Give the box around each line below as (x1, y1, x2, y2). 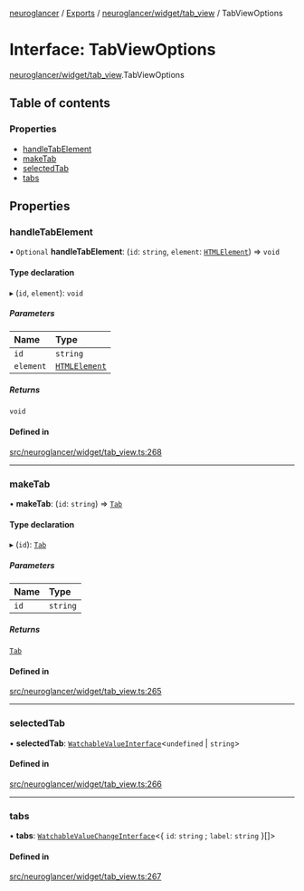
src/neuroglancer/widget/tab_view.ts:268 (9, 446, 163, 457)
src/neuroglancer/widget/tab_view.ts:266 (9, 779, 163, 789)
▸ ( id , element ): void (9, 287, 84, 298)
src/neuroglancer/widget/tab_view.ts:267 (9, 871, 162, 882)
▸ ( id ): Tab (9, 539, 47, 550)
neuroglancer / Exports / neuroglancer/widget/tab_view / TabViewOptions (9, 8, 283, 18)
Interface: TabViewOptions (9, 40, 216, 60)
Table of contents (9, 95, 110, 111)
